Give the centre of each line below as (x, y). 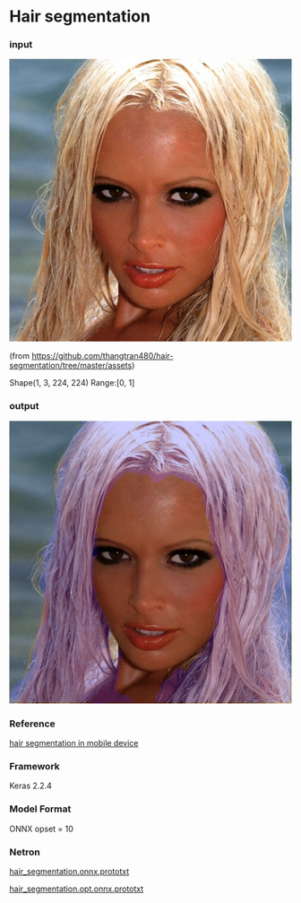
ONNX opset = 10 (42, 829)
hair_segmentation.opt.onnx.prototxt (77, 889)
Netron (25, 852)
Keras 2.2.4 (30, 786)
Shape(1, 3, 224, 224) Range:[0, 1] (72, 383)
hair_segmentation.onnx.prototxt (69, 871)
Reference (32, 724)
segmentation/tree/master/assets (71, 366)
